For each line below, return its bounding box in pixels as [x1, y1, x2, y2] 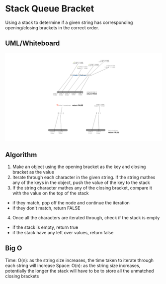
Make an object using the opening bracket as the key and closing [12, 164, 146, 170]
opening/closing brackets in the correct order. [5, 24, 99, 30]
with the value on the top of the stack [12, 190, 89, 196]
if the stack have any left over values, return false [12, 230, 114, 236]
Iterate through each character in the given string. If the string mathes [12, 175, 156, 181]
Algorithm [5, 150, 37, 159]
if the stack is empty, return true [12, 224, 79, 230]
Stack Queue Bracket [5, 3, 94, 14]
